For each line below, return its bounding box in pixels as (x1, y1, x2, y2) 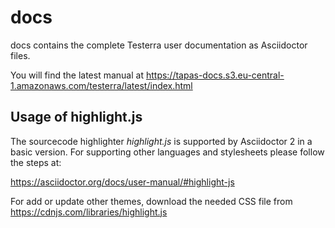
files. (10, 49, 31, 61)
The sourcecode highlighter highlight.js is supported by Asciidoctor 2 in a (10, 135, 313, 147)
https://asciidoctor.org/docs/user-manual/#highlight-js (10, 176, 235, 188)
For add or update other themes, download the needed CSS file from (10, 195, 293, 207)
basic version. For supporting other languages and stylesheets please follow (10, 146, 325, 158)
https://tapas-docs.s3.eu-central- (145, 69, 285, 81)
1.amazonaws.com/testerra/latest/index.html (10, 79, 193, 91)
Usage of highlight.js (10, 109, 143, 126)
